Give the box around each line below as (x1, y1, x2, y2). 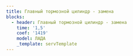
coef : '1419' (16, 30, 49, 36)
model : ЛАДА (16, 36, 46, 41)
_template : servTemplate (16, 41, 77, 47)
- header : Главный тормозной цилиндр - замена (11, 19, 127, 25)
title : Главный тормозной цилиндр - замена (6, 8, 114, 15)
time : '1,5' (16, 24, 46, 31)
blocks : (6, 14, 25, 20)
